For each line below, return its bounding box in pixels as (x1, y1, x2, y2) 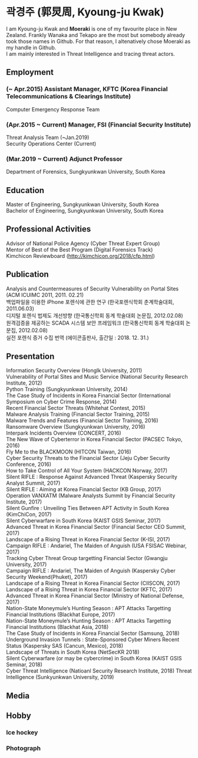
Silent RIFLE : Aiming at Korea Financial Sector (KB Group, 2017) (6, 486, 161, 493)
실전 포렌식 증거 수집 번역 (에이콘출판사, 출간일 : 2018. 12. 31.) (6, 334, 149, 341)
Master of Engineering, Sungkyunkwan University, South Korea (6, 201, 159, 208)
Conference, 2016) (6, 461, 52, 468)
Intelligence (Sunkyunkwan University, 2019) (6, 674, 114, 681)
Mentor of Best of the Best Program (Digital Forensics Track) (6, 246, 153, 253)
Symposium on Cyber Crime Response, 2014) (6, 398, 117, 405)
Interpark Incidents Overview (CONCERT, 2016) (6, 429, 122, 436)
